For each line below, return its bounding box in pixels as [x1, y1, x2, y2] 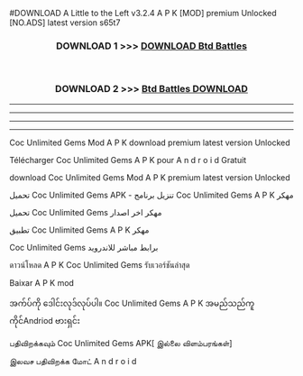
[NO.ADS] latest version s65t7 [9, 17, 121, 28]
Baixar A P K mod [9, 277, 75, 288]
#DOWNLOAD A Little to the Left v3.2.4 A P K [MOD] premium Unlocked [9, 8, 277, 18]
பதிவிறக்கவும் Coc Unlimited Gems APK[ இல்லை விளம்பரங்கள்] [9, 337, 233, 348]
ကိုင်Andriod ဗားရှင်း [9, 315, 81, 326]
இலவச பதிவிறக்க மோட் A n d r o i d [9, 355, 137, 366]
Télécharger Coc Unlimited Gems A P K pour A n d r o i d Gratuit [9, 154, 247, 165]
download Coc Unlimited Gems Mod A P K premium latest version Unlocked [9, 171, 290, 183]
